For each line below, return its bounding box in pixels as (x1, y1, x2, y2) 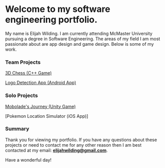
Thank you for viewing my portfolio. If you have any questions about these (5, 137, 158, 143)
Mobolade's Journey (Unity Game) (5, 103, 76, 109)
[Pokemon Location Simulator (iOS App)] (5, 113, 88, 119)
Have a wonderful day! (5, 157, 52, 163)
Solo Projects (5, 92, 38, 99)
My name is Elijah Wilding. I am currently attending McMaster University (5, 30, 153, 36)
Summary (5, 125, 30, 132)
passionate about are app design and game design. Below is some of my (5, 41, 154, 47)
